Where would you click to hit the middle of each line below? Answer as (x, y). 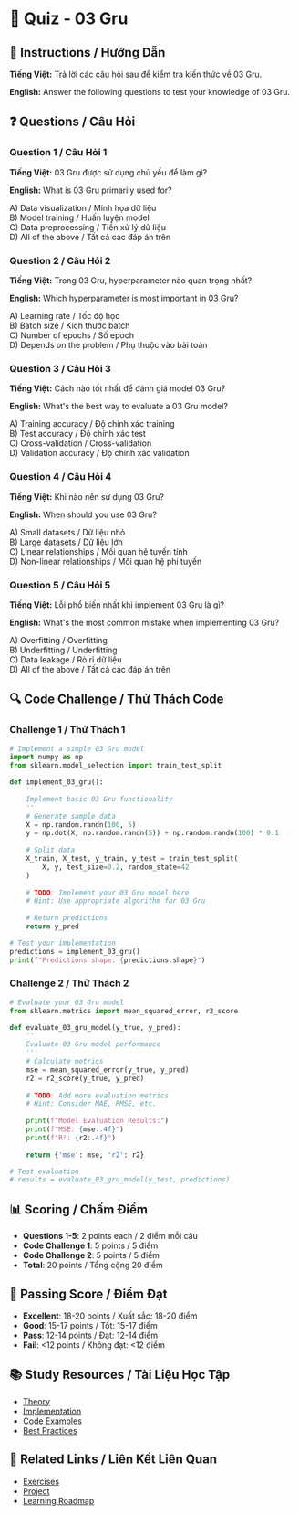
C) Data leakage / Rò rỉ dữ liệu (66, 659)
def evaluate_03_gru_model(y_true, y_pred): (95, 1027)
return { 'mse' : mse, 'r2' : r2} (85, 1155)
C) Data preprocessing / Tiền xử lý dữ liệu (88, 227)
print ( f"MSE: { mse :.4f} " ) (75, 1129)
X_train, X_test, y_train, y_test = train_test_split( (132, 859)
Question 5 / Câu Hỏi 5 (60, 585)
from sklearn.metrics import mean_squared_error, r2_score (124, 1011)
